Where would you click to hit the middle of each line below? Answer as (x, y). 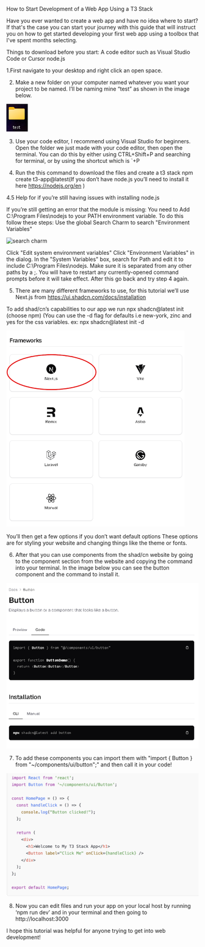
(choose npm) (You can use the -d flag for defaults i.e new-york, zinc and (99, 315)
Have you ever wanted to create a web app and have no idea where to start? (102, 21)
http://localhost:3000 (42, 919)
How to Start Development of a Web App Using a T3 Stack (80, 9)
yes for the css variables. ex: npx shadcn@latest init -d (75, 322)
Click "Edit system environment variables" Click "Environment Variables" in (101, 253)
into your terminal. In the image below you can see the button (92, 568)
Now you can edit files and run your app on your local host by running (103, 906)
